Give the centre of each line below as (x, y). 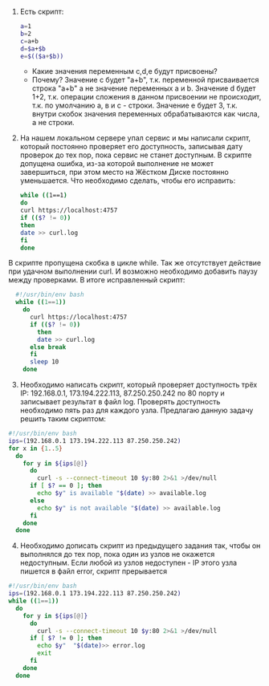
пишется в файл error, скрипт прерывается (94, 571)
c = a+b (29, 41)
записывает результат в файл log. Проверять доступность (120, 402)
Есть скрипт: (42, 12)
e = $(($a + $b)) (42, 56)
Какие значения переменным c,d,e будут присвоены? (125, 71)
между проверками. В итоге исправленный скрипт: (97, 280)
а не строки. (53, 123)
